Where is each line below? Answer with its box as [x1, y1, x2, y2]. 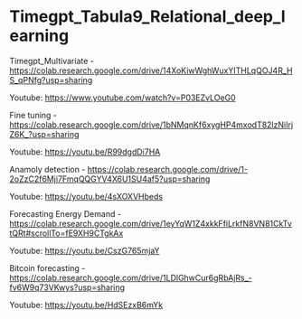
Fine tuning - [9, 109, 57, 120]
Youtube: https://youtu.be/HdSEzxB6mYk [9, 299, 164, 310]
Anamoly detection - [9, 164, 86, 174]
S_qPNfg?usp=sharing [9, 74, 93, 85]
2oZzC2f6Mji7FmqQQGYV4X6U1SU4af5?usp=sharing [9, 174, 211, 184]
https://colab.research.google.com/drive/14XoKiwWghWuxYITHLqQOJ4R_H [9, 65, 293, 76]
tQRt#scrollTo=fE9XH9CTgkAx [9, 228, 124, 239]
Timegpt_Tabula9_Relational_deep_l [9, 6, 287, 27]
